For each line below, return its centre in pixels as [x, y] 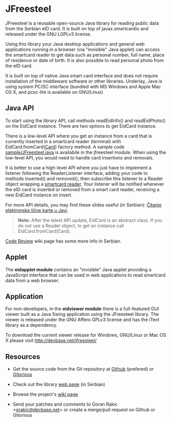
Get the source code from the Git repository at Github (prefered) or [83, 369]
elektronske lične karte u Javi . [37, 210]
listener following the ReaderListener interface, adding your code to [77, 173]
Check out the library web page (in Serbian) [59, 385]
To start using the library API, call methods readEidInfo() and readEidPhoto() [85, 120]
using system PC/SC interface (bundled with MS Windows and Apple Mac [83, 86]
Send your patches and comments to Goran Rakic [65, 404]
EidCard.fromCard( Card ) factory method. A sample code [65, 147]
